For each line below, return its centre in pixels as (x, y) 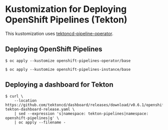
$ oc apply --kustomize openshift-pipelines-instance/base (68, 69)
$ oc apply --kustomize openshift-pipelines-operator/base (68, 61)
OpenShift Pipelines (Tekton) (66, 20)
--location (25, 101)
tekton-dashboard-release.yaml (38, 109)
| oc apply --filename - (40, 122)
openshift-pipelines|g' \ (32, 118)
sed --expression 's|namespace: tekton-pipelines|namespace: (83, 114)
